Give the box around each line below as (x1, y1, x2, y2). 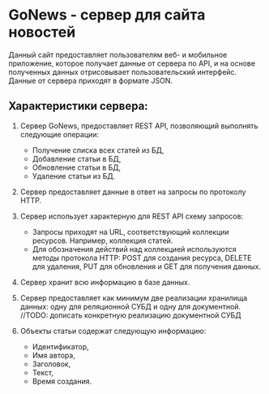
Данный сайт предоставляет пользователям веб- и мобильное (8, 50, 228, 59)
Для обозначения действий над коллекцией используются (32, 244, 237, 253)
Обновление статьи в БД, (32, 162, 122, 172)
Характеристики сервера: (8, 99, 148, 113)
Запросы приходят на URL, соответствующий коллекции (32, 227, 229, 236)
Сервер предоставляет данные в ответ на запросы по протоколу (19, 187, 246, 197)
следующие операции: (19, 129, 100, 139)
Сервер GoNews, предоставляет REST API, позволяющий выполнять (19, 120, 258, 131)
